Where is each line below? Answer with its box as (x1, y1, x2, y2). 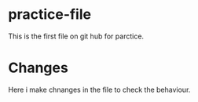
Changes (8, 59, 68, 77)
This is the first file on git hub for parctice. (8, 31, 144, 41)
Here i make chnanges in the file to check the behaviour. (8, 85, 191, 94)
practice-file (8, 5, 92, 24)
